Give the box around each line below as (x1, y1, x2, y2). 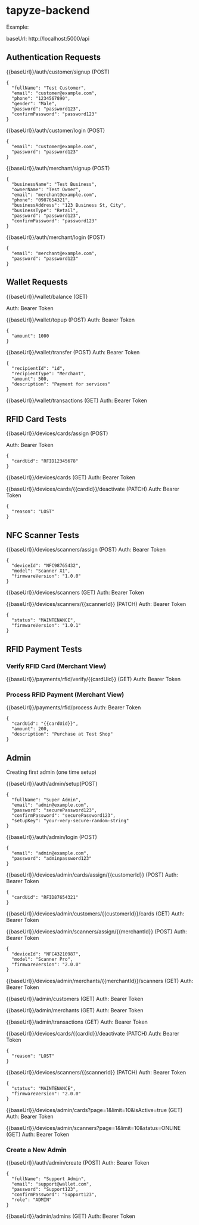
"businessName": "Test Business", (11, 181, 97, 187)
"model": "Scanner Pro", (11, 956, 73, 962)
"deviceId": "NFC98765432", (11, 563, 82, 569)
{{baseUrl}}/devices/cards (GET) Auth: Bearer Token (6, 474, 136, 481)
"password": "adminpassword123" (11, 855, 92, 861)
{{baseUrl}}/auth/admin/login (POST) (6, 833, 97, 840)
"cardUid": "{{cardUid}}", (11, 721, 79, 727)
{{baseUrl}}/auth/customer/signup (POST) (6, 68, 110, 75)
